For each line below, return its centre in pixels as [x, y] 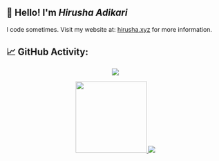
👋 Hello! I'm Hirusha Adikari [67, 13]
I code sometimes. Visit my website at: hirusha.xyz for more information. [109, 29]
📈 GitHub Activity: [48, 52]
